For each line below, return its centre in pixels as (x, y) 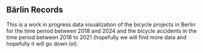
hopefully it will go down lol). (42, 43)
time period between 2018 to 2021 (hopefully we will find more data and (97, 37)
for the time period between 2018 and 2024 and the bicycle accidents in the (101, 31)
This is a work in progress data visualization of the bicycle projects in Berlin (101, 24)
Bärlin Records (35, 10)
